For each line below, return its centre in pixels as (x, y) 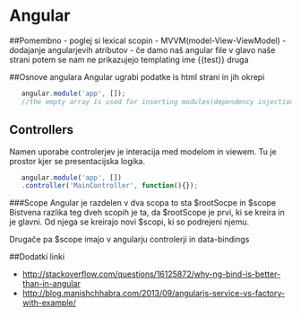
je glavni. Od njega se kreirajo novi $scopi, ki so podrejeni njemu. (129, 222)
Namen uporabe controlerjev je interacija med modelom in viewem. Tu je (143, 151)
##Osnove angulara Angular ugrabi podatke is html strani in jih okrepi (137, 76)
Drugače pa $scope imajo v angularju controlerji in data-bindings (129, 240)
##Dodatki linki (37, 257)
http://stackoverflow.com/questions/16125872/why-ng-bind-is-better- (151, 274)
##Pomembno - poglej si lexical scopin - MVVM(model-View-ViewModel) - (148, 40)
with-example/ (49, 303)
